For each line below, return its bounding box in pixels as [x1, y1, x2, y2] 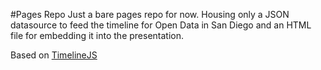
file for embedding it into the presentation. [10, 30, 185, 41]
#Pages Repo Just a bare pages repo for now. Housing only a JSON [10, 9, 290, 20]
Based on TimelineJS [10, 49, 98, 61]
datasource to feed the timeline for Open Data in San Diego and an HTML [10, 19, 312, 31]
